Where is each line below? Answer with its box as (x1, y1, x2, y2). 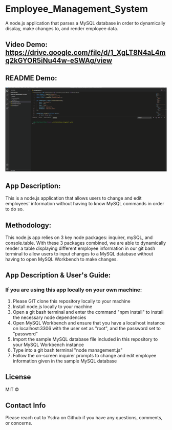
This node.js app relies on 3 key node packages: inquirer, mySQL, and (5, 234, 153, 241)
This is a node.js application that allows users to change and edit (5, 195, 142, 201)
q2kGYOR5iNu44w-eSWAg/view (5, 56, 113, 65)
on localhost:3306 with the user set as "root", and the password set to (12, 325, 161, 331)
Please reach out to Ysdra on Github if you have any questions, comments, (5, 415, 163, 421)
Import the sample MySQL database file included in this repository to (12, 336, 158, 342)
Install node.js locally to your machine (12, 303, 93, 310)
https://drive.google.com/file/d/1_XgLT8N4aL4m (5, 48, 166, 57)
